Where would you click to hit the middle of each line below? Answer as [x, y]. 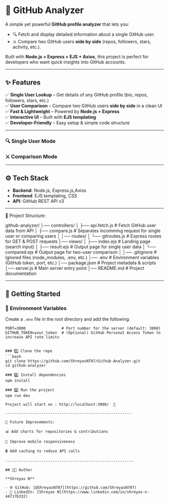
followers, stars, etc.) [27, 100]
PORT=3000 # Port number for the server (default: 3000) [83, 329]
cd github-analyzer [26, 366]
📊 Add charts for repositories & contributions [57, 432]
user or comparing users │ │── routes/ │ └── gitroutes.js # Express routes [83, 236]
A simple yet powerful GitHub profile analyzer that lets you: [67, 24]
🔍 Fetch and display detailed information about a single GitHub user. [83, 34]
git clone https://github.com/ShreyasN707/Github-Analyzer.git [73, 361]
